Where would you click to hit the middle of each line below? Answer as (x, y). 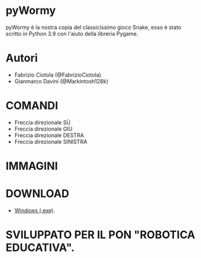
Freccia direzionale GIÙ (43, 129)
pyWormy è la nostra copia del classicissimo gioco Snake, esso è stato (94, 27)
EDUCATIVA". (40, 248)
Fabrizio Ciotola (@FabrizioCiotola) (58, 75)
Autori (22, 58)
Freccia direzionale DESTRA (49, 135)
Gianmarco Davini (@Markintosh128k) (61, 81)
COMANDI (32, 106)
